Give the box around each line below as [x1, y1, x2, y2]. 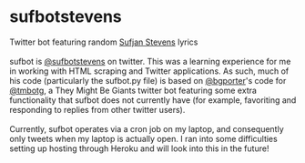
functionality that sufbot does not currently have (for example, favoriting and [9, 94, 297, 106]
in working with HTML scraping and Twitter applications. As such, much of [9, 66, 290, 76]
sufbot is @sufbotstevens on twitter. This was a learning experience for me [9, 56, 291, 66]
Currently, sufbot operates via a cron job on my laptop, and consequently [9, 123, 284, 134]
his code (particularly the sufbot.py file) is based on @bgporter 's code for [9, 75, 287, 86]
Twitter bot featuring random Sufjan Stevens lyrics [9, 36, 198, 47]
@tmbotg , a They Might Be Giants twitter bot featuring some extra [9, 85, 258, 96]
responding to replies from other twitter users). [9, 104, 186, 115]
